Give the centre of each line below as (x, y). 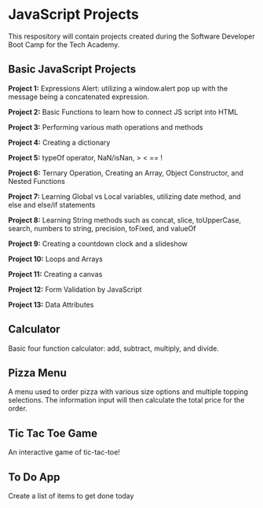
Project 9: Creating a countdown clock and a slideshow (98, 243)
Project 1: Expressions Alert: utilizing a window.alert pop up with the (118, 88)
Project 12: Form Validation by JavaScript (75, 289)
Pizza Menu (37, 372)
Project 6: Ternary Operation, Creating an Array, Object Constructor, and (126, 173)
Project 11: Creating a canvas (55, 274)
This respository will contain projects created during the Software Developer (131, 36)
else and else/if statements (52, 204)
